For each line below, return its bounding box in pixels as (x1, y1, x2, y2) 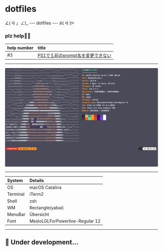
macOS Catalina (29, 185, 62, 190)
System (7, 177, 23, 183)
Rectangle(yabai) (29, 204, 64, 210)
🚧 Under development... (5, 238, 79, 247)
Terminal (7, 191, 25, 197)
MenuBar (7, 212, 26, 218)
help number (7, 45, 34, 50)
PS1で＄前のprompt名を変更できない (37, 52, 112, 58)
